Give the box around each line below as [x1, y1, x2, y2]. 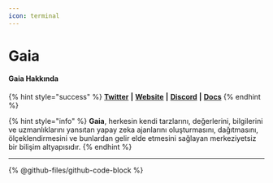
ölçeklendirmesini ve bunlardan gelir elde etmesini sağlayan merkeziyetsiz [8, 134, 257, 143]
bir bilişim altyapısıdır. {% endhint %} [8, 143, 132, 152]
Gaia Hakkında [8, 74, 59, 83]
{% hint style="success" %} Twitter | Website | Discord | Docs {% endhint [8, 92, 262, 102]
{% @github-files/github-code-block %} [8, 165, 144, 175]
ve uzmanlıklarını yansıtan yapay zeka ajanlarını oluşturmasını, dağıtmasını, [8, 125, 258, 134]
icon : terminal [8, 11, 60, 20]
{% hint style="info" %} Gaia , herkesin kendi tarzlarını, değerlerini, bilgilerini [8, 117, 263, 126]
